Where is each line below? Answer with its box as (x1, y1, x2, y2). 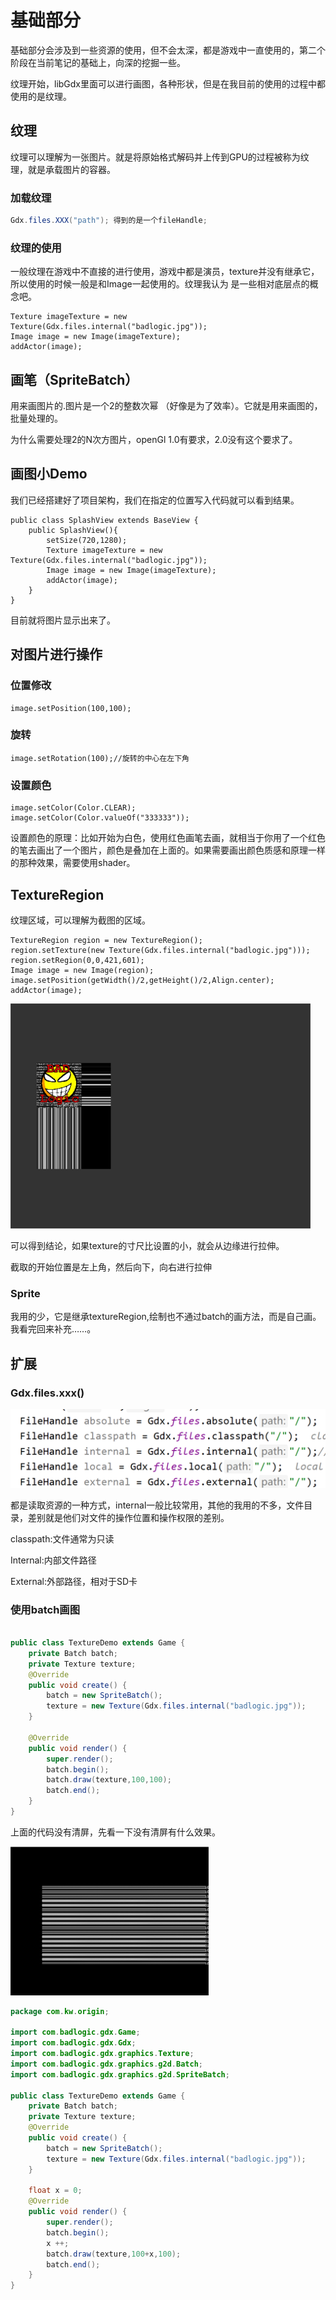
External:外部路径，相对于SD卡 (10, 1575, 138, 1587)
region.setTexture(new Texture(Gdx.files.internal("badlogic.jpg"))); (10, 945, 311, 955)
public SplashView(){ (28, 525, 118, 535)
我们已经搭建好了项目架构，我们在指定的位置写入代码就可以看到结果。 (10, 494, 300, 506)
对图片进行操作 (10, 646, 103, 663)
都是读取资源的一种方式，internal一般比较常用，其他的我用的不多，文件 (10, 1499, 305, 1511)
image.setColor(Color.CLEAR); (10, 803, 137, 813)
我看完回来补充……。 (10, 1323, 97, 1335)
